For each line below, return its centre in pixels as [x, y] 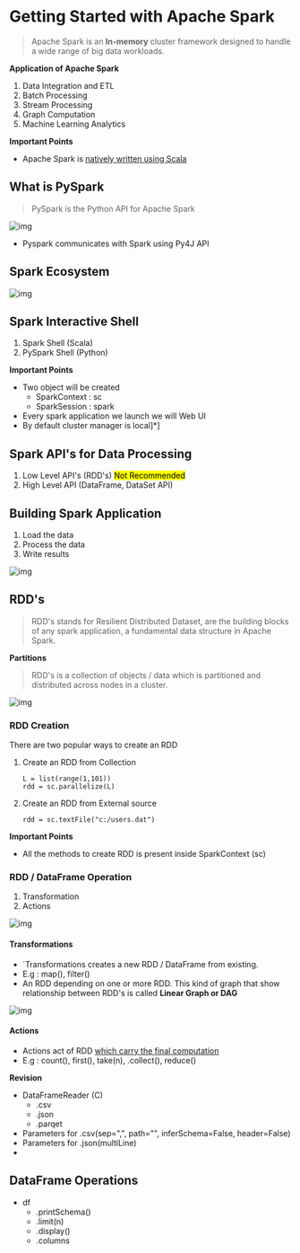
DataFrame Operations [74, 1181]
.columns [52, 1240]
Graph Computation [59, 114]
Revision [26, 1077]
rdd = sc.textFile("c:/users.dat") [89, 820]
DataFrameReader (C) [63, 1095]
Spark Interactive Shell [74, 321]
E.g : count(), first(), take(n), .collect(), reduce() [109, 1060]
